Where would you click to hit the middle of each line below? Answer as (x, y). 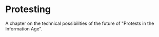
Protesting (28, 9)
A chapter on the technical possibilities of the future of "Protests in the (80, 23)
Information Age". (24, 28)
